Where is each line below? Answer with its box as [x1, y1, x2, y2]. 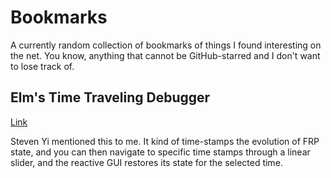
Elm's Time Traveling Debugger [10, 89, 211, 106]
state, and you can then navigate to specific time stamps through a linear [10, 146, 311, 158]
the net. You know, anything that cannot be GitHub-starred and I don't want [10, 49, 321, 61]
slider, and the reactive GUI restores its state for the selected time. [10, 156, 283, 168]
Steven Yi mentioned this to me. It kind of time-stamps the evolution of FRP [10, 135, 320, 147]
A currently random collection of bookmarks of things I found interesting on [10, 39, 322, 51]
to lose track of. [10, 60, 75, 72]
